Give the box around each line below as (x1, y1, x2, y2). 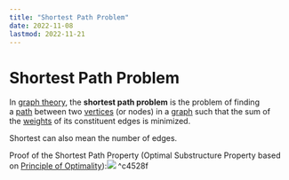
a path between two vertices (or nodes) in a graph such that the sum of (9, 106, 271, 117)
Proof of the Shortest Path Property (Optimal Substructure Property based (9, 150, 281, 160)
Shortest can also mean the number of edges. (9, 133, 178, 144)
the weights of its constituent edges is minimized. (9, 116, 191, 127)
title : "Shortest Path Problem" (9, 12, 129, 22)
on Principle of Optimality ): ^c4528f (9, 160, 149, 171)
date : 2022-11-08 (9, 21, 74, 30)
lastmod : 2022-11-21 (9, 29, 86, 38)
